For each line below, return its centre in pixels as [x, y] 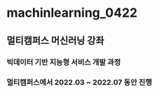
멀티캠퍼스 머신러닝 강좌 [55, 40]
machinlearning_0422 [72, 13]
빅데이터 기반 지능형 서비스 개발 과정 [64, 62]
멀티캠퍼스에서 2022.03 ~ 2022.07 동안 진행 [79, 83]
